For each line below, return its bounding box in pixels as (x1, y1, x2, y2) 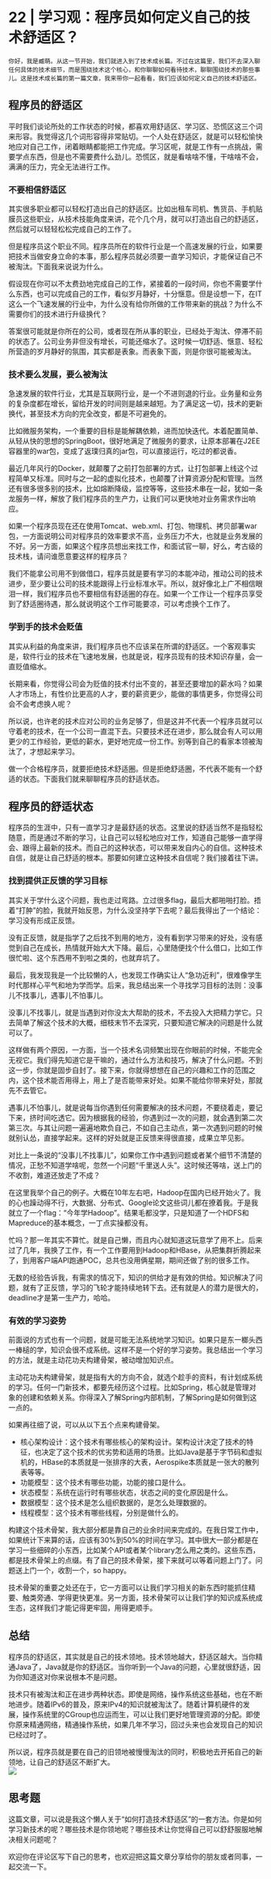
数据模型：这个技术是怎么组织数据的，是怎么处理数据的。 (19, 1498, 211, 1508)
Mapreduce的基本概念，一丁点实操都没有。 (8, 1218, 153, 1228)
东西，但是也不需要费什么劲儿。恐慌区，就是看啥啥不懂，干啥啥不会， (29, 151, 263, 161)
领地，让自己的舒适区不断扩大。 (8, 1757, 115, 1767)
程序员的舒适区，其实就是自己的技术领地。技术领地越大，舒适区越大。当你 (8, 1652, 256, 1661)
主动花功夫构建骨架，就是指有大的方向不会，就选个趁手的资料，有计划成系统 (8, 1372, 263, 1382)
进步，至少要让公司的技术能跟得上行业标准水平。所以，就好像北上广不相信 (8, 579, 256, 588)
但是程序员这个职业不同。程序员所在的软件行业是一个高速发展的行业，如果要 (8, 241, 263, 252)
